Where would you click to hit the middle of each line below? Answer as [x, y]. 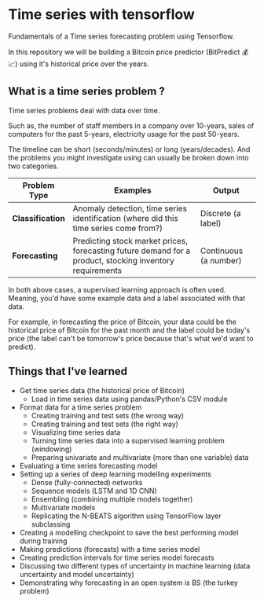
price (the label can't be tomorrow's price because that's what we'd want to [131, 338]
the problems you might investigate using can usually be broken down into [128, 157]
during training [43, 541]
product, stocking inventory [123, 260]
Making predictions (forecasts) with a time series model [110, 549]
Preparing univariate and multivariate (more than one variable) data [140, 457]
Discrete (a [220, 213]
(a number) [221, 260]
